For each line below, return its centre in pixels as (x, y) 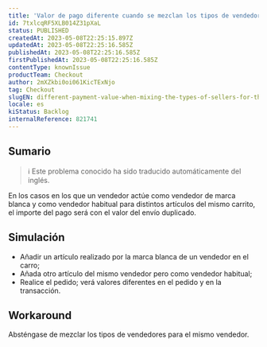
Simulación (37, 238)
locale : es (26, 104)
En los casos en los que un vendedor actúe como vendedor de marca (122, 195)
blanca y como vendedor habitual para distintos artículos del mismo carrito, (132, 204)
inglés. (39, 180)
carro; (29, 265)
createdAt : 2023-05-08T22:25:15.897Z (71, 38)
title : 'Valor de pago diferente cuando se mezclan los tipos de (118, 16)
